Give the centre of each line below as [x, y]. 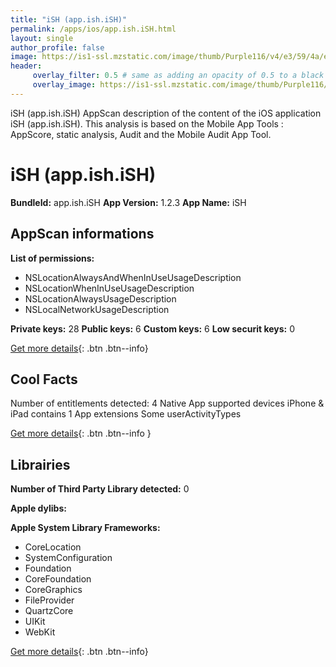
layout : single [42, 38]
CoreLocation [53, 547]
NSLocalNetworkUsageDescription [97, 309]
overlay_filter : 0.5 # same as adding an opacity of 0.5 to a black [178, 76]
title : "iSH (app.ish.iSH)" [69, 19]
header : [26, 66]
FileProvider [49, 600]
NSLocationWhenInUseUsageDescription [109, 288]
